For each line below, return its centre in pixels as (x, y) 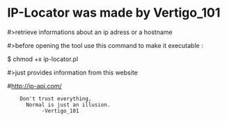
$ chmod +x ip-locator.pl (43, 59)
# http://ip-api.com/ (34, 86)
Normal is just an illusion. (68, 105)
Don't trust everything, (56, 99)
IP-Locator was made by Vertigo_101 (114, 13)
